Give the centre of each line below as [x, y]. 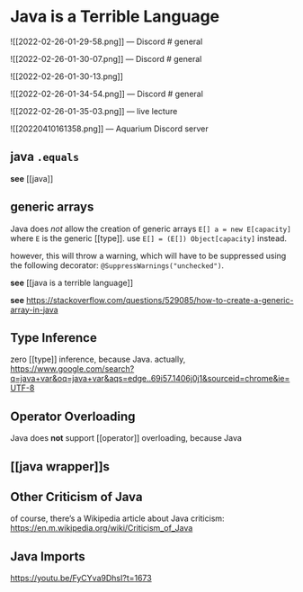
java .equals [45, 157]
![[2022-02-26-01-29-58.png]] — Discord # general [107, 41]
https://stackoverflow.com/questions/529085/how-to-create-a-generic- [160, 300]
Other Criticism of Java [76, 497]
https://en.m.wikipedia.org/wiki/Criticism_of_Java [102, 528]
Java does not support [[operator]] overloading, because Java [126, 438]
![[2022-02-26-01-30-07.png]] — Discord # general [106, 58]
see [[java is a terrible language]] [72, 283]
